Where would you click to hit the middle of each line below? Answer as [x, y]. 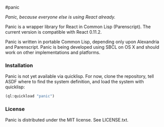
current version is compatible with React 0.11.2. [53, 32]
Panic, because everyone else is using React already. [60, 17]
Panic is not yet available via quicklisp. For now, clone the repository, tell [79, 76]
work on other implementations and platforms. [53, 52]
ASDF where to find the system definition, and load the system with [74, 82]
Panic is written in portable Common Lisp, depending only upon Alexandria [82, 42]
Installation [19, 65]
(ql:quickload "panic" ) [30, 96]
